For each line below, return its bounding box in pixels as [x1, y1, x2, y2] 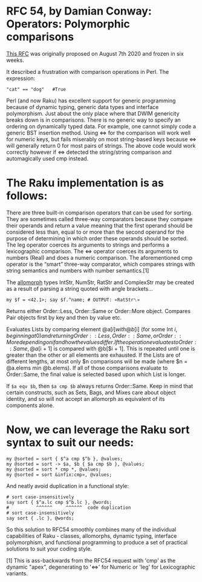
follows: [6, 189, 48, 203]
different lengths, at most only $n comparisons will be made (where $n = [6, 357, 188, 365]
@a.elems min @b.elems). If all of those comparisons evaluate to [6, 364, 168, 371]
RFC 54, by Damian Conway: [6, 4, 152, 18]
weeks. [6, 56, 24, 64]
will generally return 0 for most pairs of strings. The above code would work [6, 142, 196, 149]
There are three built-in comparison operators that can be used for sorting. [6, 209, 193, 216]
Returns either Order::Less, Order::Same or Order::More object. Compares [6, 307, 191, 314]
